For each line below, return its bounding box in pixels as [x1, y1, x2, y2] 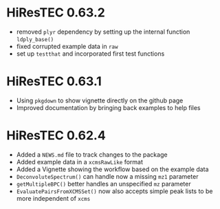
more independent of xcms [16, 194, 91, 202]
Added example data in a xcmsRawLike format [16, 157, 144, 166]
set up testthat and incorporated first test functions [16, 49, 165, 58]
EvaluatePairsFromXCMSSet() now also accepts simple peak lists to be [16, 187, 213, 195]
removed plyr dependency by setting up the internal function [16, 27, 190, 36]
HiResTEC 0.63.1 [6, 74, 102, 89]
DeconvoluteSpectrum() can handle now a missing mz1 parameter [16, 172, 199, 180]
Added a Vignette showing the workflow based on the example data [16, 165, 209, 173]
